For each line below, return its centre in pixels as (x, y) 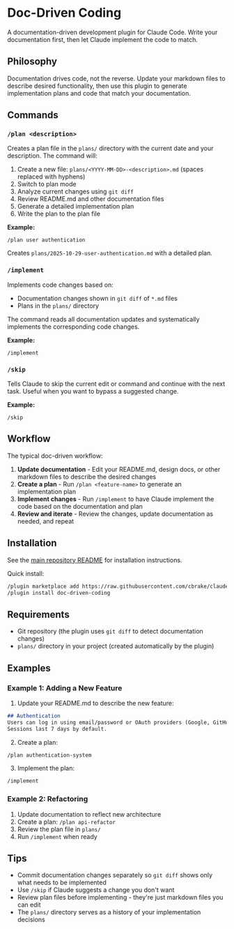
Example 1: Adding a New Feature (65, 688)
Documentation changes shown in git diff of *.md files (97, 298)
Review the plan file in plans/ (59, 829)
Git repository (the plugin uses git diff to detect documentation (110, 631)
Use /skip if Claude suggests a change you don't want (96, 890)
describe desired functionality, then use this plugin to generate (97, 86)
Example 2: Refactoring (48, 799)
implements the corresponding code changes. (73, 327)
